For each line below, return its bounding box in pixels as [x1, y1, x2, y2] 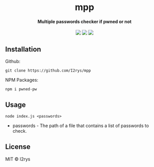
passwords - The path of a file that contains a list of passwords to [12, 123, 149, 129]
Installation [5, 45, 41, 53]
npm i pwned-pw [5, 87, 37, 92]
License [5, 143, 31, 151]
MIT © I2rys [5, 156, 31, 162]
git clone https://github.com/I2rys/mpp [5, 68, 92, 73]
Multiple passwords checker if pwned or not [37, 18, 132, 24]
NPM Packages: [5, 77, 39, 83]
